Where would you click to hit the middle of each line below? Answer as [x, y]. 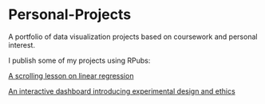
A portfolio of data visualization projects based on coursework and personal [133, 37]
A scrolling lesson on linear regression [71, 75]
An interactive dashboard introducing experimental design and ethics [122, 91]
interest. [22, 44]
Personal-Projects [70, 15]
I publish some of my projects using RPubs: [79, 60]
